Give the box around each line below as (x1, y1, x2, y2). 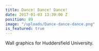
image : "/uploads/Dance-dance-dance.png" (5, 21, 95, 27)
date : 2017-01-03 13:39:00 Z (5, 12, 68, 17)
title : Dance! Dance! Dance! (5, 7, 68, 13)
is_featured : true (5, 26, 45, 31)
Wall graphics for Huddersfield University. (5, 40, 94, 46)
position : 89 (5, 17, 33, 22)
